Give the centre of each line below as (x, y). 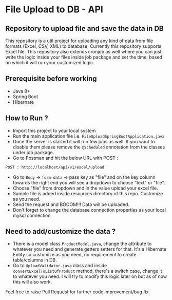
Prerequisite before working (51, 79)
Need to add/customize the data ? (61, 231)
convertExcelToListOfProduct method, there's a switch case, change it (88, 271)
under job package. (33, 152)
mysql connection (32, 215)
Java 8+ (21, 91)
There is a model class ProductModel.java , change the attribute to (82, 244)
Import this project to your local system (54, 130)
